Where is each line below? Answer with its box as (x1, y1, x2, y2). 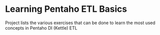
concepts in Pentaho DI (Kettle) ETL (5, 25, 78, 31)
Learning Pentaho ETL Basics (5, 3, 127, 15)
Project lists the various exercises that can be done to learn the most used (5, 20, 156, 26)
